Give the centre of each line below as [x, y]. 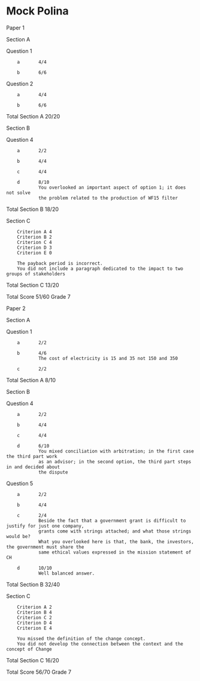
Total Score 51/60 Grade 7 [38, 296]
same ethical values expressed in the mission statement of [115, 552]
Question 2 [20, 84]
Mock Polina [37, 11]
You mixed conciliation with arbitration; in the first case [116, 451]
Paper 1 [16, 28]
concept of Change [29, 649]
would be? [19, 536]
